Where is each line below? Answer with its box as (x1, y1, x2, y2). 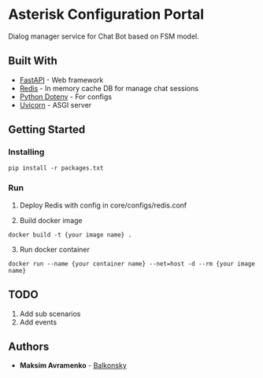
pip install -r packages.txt (8, 164, 104, 172)
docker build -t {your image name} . (8, 230, 132, 239)
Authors (8, 339, 50, 353)
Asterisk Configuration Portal (8, 6, 205, 24)
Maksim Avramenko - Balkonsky (19, 361, 128, 370)
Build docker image (19, 215, 83, 225)
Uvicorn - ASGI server (19, 100, 92, 109)
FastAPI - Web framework (19, 75, 104, 84)
